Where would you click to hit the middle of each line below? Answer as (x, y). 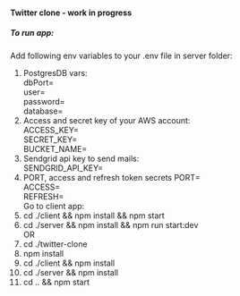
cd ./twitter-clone (55, 244)
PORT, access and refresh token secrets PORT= (111, 177)
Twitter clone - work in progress (71, 13)
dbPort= (39, 82)
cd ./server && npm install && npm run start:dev (111, 224)
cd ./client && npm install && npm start (94, 216)
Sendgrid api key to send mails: (81, 158)
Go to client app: (54, 206)
